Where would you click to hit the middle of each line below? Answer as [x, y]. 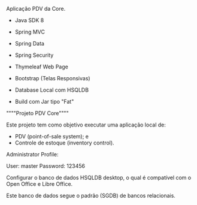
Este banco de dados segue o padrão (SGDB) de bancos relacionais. [91, 195]
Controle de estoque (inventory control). [65, 143]
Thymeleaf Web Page [42, 67]
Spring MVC [30, 32]
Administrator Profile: [32, 154]
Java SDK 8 [29, 20]
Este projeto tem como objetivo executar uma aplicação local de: [86, 125]
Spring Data [30, 43]
